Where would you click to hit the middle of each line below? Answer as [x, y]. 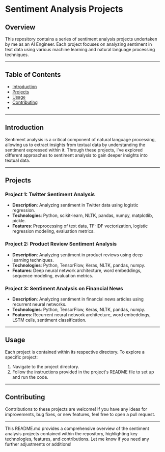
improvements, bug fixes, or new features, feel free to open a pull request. [80, 414]
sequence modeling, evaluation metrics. [53, 275]
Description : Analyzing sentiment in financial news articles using [78, 299]
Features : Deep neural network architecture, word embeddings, [77, 270]
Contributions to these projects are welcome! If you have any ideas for [76, 409]
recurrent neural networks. [39, 304]
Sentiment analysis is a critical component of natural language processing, [81, 139]
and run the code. [30, 377]
